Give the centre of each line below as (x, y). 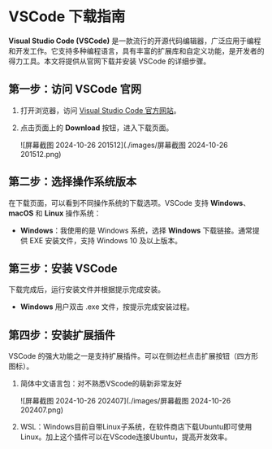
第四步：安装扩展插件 (62, 335)
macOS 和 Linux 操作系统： (55, 213)
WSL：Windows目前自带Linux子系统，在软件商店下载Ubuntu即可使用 (136, 427)
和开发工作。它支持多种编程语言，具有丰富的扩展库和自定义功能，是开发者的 (136, 50)
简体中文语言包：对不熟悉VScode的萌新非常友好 (101, 384)
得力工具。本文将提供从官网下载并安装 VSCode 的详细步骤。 (110, 61)
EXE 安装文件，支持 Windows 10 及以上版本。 (106, 240)
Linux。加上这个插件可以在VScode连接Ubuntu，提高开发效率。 (126, 437)
